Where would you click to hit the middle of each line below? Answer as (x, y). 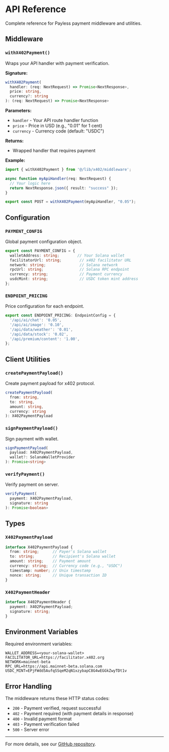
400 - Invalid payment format (42, 719)
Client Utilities (28, 359)
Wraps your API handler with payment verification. (57, 63)
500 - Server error (31, 730)
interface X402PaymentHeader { (38, 602)
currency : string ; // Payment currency (66, 274)
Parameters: (18, 110)
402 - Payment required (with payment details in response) (73, 713)
